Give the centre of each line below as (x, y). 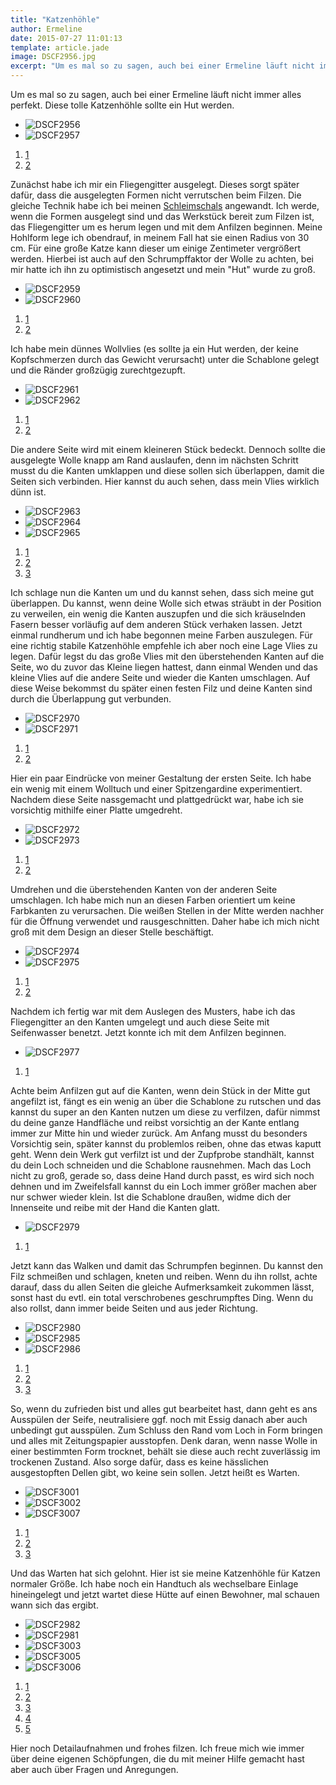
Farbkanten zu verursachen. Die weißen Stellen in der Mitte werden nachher (167, 910)
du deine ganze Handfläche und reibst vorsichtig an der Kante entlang (155, 1122)
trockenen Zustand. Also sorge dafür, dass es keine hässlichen (139, 1462)
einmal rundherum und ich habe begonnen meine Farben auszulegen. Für (161, 635)
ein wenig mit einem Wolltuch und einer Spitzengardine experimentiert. (156, 789)
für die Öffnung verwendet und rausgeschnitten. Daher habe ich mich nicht (165, 921)
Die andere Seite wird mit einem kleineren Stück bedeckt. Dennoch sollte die (168, 449)
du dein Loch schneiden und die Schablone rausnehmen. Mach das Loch (161, 1165)
